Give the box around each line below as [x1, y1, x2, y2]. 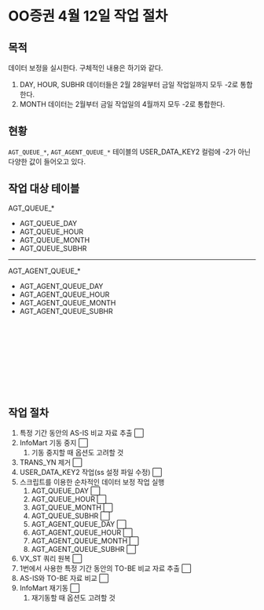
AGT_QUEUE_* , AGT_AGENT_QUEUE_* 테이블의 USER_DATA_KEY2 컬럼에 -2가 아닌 [8, 147, 251, 156]
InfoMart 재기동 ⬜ [19, 583, 80, 593]
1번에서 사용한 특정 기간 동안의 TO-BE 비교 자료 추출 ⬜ [19, 564, 192, 573]
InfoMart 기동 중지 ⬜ [19, 438, 89, 447]
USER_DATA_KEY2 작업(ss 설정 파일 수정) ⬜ [19, 468, 163, 477]
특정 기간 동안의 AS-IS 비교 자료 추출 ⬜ [19, 429, 144, 438]
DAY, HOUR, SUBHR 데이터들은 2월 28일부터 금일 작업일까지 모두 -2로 [19, 80, 239, 89]
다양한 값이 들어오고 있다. [8, 156, 86, 166]
